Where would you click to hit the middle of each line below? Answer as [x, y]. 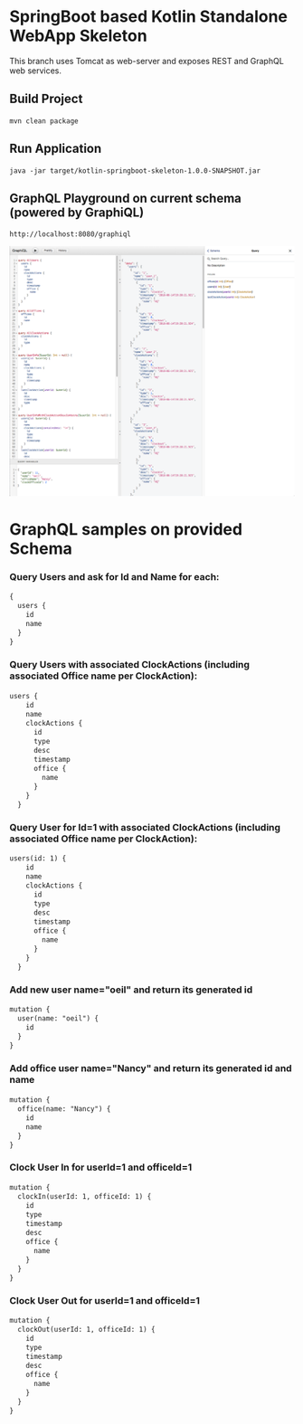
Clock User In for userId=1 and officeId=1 [101, 1167]
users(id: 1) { [38, 858]
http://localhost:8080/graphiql [70, 234]
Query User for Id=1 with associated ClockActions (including [145, 827]
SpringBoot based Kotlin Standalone [148, 17]
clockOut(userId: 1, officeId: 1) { [86, 1330]
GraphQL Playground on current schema [126, 198]
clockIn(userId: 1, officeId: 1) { [85, 1196]
